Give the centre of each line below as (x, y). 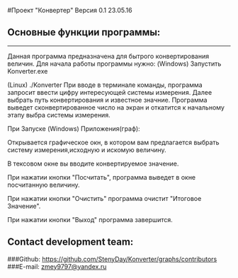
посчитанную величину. (44, 185)
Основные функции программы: (84, 32)
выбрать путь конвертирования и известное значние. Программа (107, 100)
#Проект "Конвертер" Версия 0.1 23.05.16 (70, 10)
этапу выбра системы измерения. (59, 115)
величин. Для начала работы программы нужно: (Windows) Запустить (114, 64)
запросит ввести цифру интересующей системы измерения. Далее (110, 92)
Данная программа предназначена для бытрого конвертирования (108, 56)
